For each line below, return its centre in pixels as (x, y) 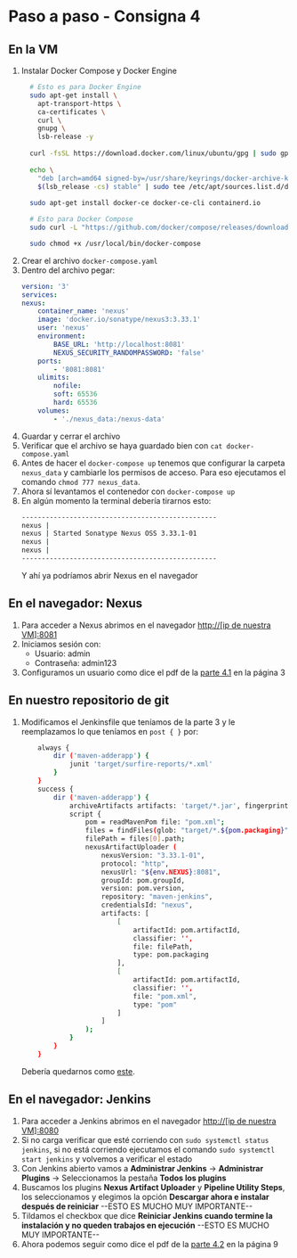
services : (40, 295)
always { (54, 748)
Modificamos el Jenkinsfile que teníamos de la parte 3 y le (128, 722)
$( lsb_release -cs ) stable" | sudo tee (112, 186)
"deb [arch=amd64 (69, 178)
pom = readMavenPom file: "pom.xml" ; (155, 822)
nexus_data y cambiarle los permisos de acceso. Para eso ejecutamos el (153, 472)
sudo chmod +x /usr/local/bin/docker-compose (115, 243)
